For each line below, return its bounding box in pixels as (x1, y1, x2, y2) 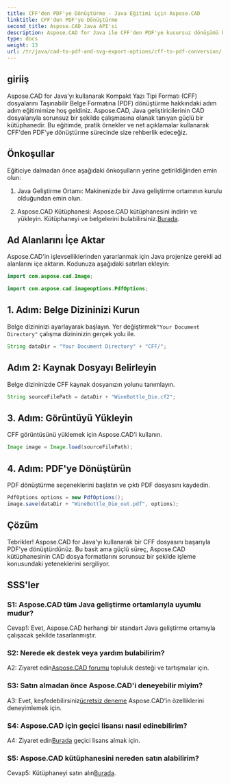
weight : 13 (7, 42, 38, 49)
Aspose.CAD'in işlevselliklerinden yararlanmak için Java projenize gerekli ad (7, 253, 222, 261)
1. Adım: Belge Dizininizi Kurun (7, 304, 140, 316)
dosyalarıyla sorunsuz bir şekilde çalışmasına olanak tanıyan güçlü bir (7, 114, 204, 122)
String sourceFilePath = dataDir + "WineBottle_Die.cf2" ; (7, 393, 176, 401)
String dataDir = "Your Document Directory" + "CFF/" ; (7, 343, 167, 350)
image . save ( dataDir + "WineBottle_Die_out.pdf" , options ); (7, 501, 179, 507)
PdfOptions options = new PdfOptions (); (7, 494, 125, 501)
